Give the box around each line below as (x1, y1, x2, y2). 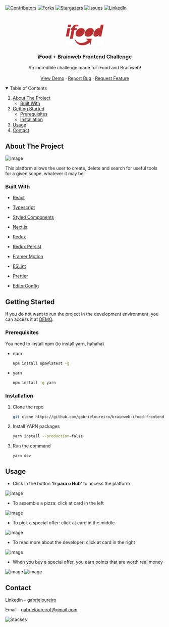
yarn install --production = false (12, 434, 83, 439)
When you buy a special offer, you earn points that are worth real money (12, 559, 163, 565)
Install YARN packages (12, 423, 60, 430)
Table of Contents (10, 85, 47, 91)
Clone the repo (12, 404, 44, 410)
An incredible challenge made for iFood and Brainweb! (28, 65, 141, 71)
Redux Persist (12, 243, 42, 250)
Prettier (12, 273, 28, 279)
